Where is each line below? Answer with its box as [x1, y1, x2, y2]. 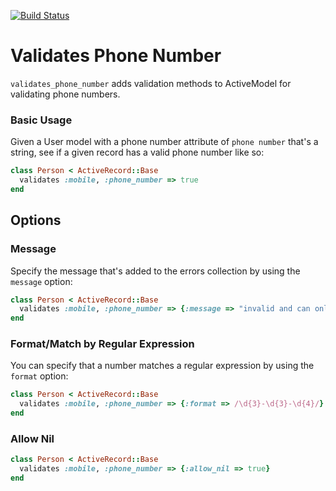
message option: [10, 275, 73, 287]
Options [10, 212, 62, 229]
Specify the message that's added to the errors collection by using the [10, 265, 301, 277]
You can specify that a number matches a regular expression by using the [10, 360, 315, 372]
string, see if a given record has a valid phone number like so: [10, 146, 265, 159]
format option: [10, 370, 69, 382]
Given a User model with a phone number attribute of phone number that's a [10, 136, 319, 148]
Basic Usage [10, 113, 73, 127]
